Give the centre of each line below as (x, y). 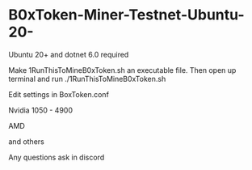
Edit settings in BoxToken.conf (59, 94)
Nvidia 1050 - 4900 (41, 110)
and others (26, 141)
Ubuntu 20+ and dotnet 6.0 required (69, 54)
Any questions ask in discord (57, 157)
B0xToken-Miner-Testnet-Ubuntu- (126, 15)
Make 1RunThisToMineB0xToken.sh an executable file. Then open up (122, 70)
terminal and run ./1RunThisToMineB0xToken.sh (87, 79)
